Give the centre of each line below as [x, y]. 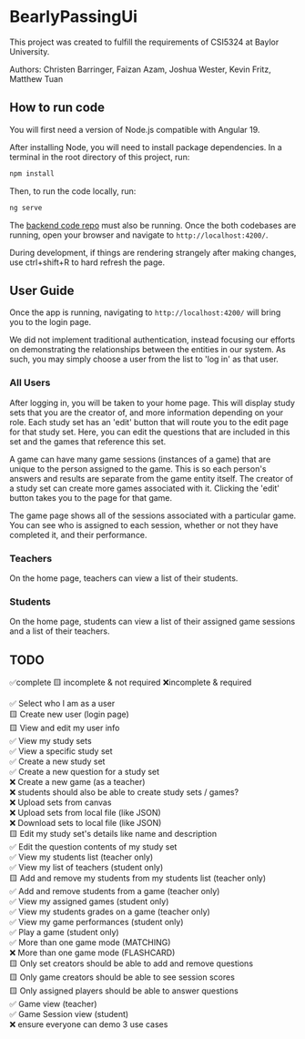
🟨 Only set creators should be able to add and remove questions [131, 963]
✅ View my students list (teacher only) [81, 857]
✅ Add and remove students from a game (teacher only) [115, 891]
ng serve [26, 208]
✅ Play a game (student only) [65, 932]
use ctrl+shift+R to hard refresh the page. [87, 262]
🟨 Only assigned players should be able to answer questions [124, 991]
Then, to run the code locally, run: [73, 191]
